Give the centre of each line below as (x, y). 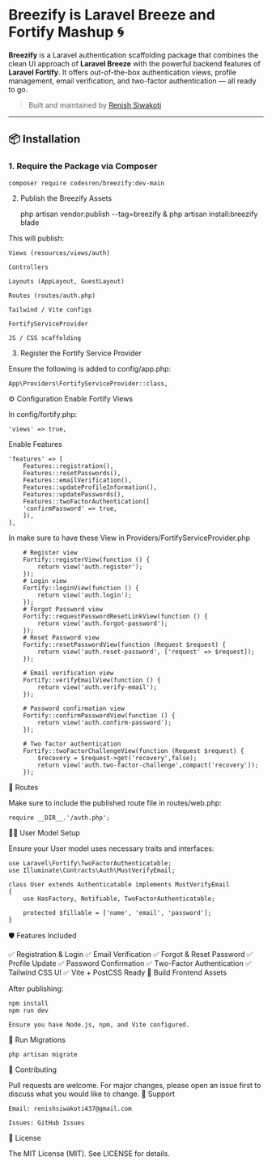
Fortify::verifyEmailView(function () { (92, 680)
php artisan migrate (43, 1054)
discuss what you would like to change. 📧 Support (92, 1094)
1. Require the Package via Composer (83, 166)
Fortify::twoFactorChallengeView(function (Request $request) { (134, 750)
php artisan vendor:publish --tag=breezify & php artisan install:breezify (139, 214)
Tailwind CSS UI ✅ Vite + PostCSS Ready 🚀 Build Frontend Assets (118, 972)
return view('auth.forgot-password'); (103, 623)
